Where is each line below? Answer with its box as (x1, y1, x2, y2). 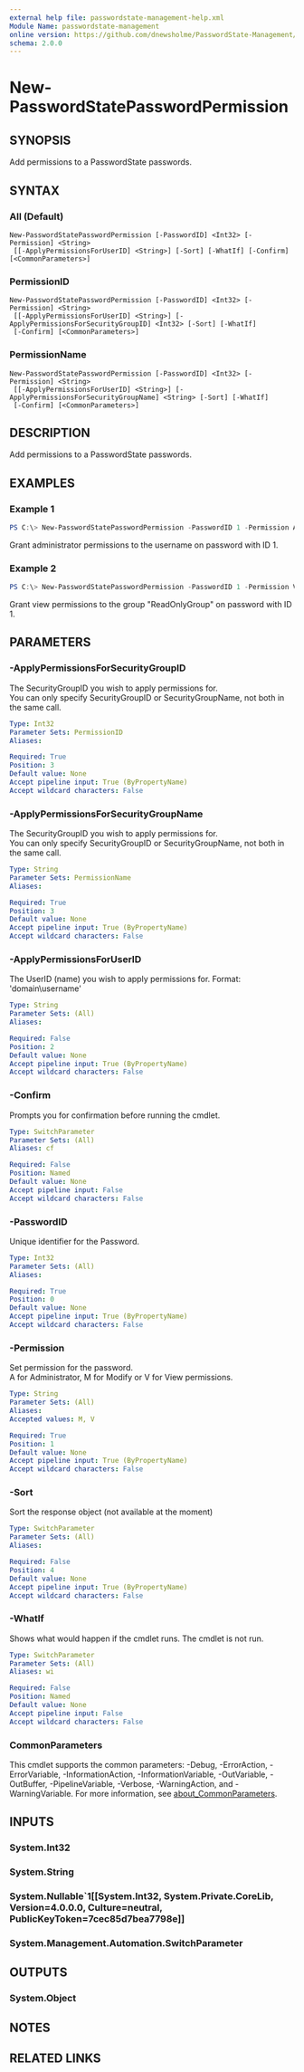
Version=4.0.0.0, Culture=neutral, (9, 1902, 163, 1914)
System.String (9, 1866, 75, 1878)
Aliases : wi (9, 1667, 54, 1676)
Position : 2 (9, 1042, 54, 1051)
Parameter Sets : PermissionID (9, 728, 124, 737)
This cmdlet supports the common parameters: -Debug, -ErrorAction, (9, 1760, 269, 1771)
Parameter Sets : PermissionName (9, 873, 131, 883)
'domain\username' (9, 983, 81, 994)
